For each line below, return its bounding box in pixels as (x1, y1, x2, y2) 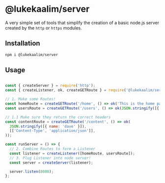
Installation (5, 39, 40, 48)
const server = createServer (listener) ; (9, 160, 93, 165)
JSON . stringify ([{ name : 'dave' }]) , (9, 124, 87, 129)
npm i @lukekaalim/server (5, 52, 58, 57)
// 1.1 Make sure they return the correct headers (5, 115, 111, 120)
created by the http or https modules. (5, 25, 82, 30)
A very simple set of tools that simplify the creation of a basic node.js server (5, 20, 160, 26)
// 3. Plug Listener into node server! (9, 155, 91, 160)
